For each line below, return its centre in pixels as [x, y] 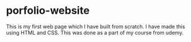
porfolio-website [48, 11]
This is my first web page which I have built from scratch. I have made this [96, 26]
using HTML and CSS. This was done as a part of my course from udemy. [95, 32]
